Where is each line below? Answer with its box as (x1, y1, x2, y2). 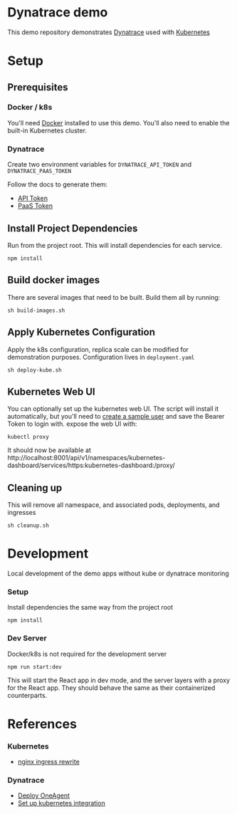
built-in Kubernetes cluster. (7, 126, 88, 135)
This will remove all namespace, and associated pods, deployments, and (7, 501, 220, 509)
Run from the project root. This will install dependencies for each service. (7, 241, 223, 249)
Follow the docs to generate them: (7, 180, 108, 189)
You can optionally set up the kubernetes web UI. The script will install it (7, 405, 219, 413)
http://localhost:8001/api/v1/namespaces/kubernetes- (7, 454, 166, 462)
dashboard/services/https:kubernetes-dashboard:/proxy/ (7, 461, 176, 470)
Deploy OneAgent (17, 791, 70, 800)
